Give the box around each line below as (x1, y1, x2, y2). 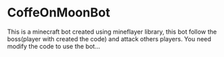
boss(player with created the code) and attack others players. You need (7, 34, 212, 43)
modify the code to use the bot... (7, 42, 100, 50)
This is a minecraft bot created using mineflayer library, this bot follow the (7, 27, 217, 36)
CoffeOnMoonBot (7, 5, 111, 21)
